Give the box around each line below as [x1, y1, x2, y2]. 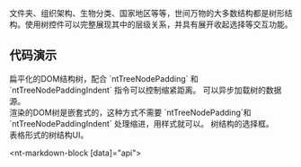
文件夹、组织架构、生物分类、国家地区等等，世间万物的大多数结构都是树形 [9, 8, 285, 18]
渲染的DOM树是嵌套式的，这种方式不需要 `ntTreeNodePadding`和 [9, 107, 252, 118]
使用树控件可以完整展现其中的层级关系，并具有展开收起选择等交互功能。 [24, 19, 293, 30]
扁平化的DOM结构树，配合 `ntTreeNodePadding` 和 [9, 73, 199, 83]
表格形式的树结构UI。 [9, 129, 89, 140]
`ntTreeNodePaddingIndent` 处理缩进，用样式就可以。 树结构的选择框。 [9, 118, 274, 128]
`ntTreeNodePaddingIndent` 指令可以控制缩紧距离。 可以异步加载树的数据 [9, 84, 282, 95]
